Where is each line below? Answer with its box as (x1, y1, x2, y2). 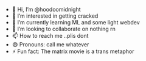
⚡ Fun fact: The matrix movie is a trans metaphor (12, 48, 135, 55)
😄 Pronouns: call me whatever (12, 41, 89, 48)
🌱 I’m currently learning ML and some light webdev (12, 19, 140, 26)
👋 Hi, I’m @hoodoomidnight (12, 6, 81, 13)
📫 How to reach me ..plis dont (12, 32, 89, 39)
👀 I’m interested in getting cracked (12, 12, 99, 20)
